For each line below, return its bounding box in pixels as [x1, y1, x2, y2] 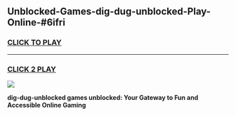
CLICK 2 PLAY [7, 64, 56, 74]
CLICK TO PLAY [7, 38, 62, 48]
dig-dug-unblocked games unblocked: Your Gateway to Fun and [7, 93, 199, 101]
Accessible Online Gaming [7, 101, 86, 109]
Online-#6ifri [7, 17, 65, 29]
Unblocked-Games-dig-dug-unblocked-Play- [7, 6, 211, 18]
